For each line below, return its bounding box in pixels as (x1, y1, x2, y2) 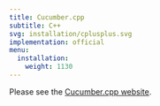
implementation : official (9, 37, 104, 47)
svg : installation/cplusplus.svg (9, 29, 133, 38)
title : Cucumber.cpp (9, 12, 86, 22)
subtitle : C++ (9, 21, 62, 30)
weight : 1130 (25, 63, 73, 72)
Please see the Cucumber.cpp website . (9, 86, 152, 97)
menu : (9, 46, 29, 55)
